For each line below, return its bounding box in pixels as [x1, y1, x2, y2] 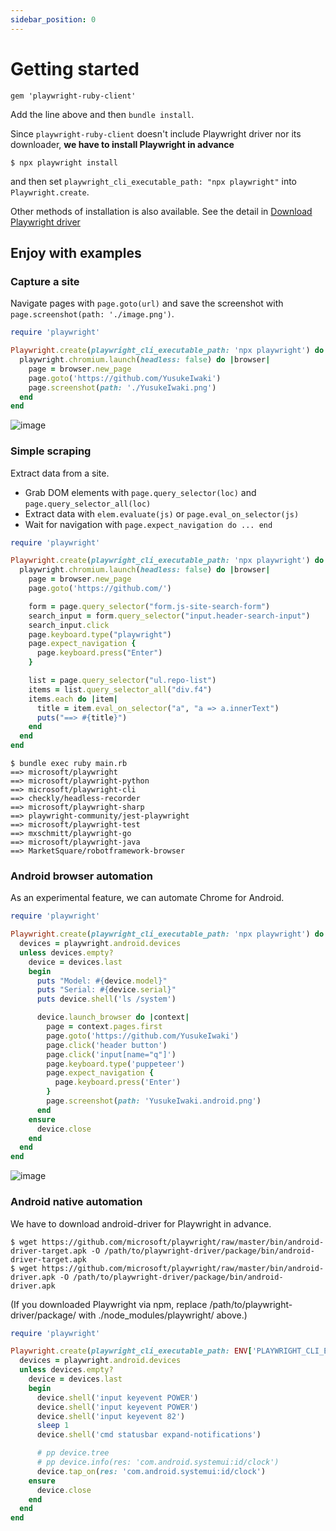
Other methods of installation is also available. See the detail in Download [10, 205, 313, 217]
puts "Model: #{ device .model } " [36, 976, 168, 986]
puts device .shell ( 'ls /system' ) [36, 994, 177, 1005]
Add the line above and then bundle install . [10, 108, 195, 120]
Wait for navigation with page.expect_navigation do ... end [24, 518, 273, 530]
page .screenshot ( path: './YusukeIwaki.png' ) [28, 382, 217, 393]
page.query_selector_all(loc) [24, 499, 152, 509]
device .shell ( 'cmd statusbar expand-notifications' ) [36, 1430, 262, 1440]
